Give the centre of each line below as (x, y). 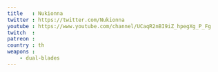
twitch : (21, 33)
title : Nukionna (35, 13)
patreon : (21, 39)
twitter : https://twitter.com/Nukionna (66, 20)
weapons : (21, 52)
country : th (26, 45)
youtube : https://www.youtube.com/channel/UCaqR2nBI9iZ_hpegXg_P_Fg (109, 26)
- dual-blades (40, 58)
